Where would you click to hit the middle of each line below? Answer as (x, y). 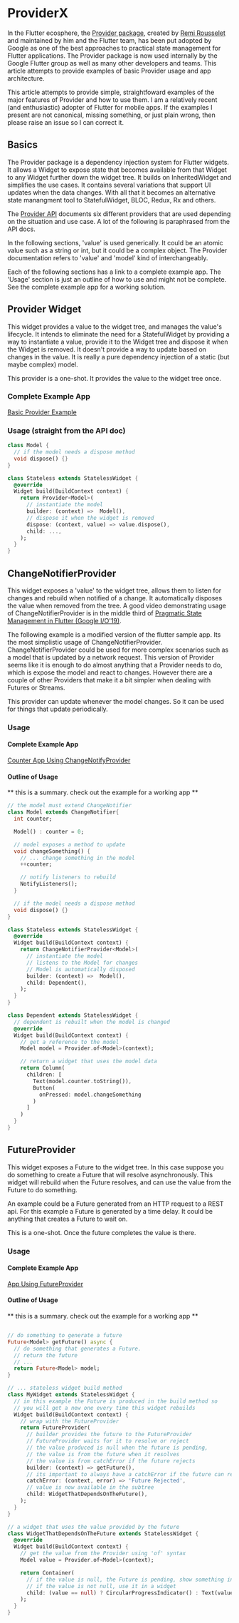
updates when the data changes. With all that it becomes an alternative (111, 192)
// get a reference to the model (70, 1042)
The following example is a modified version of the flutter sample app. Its (114, 634)
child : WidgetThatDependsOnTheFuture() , (87, 1494)
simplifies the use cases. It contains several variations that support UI (109, 185)
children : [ (44, 1075)
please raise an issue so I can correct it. (66, 122)
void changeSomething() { (52, 851)
